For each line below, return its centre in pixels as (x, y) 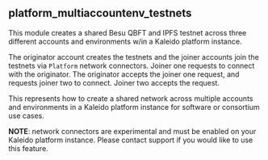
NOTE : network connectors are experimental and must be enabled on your (132, 131)
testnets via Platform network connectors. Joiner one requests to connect (132, 65)
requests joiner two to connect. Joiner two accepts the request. (114, 82)
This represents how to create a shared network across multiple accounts (131, 98)
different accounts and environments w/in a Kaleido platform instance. (125, 41)
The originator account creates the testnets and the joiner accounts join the (134, 57)
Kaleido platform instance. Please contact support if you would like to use (131, 140)
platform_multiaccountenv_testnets (100, 13)
